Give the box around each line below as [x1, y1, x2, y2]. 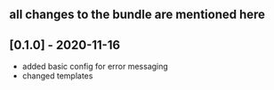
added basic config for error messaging [21, 61, 169, 72]
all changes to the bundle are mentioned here [9, 7, 265, 22]
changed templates [21, 70, 93, 81]
